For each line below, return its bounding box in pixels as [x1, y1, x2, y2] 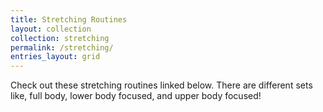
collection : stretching [10, 33, 110, 43]
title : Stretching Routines [10, 14, 128, 25]
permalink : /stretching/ [10, 42, 114, 53]
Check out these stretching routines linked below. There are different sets [10, 79, 313, 91]
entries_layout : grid [10, 52, 101, 62]
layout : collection [10, 24, 92, 34]
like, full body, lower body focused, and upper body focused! [10, 90, 262, 102]
